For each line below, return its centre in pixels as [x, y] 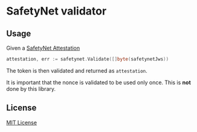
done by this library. [31, 88]
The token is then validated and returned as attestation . [77, 70]
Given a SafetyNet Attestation [43, 48]
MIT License [22, 122]
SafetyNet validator [57, 11]
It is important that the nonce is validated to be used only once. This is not [99, 82]
